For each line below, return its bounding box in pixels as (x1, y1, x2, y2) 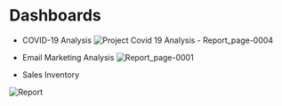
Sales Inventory (21, 69, 80, 80)
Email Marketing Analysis (21, 52, 115, 62)
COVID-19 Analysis (21, 35, 92, 45)
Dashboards (9, 5, 101, 26)
